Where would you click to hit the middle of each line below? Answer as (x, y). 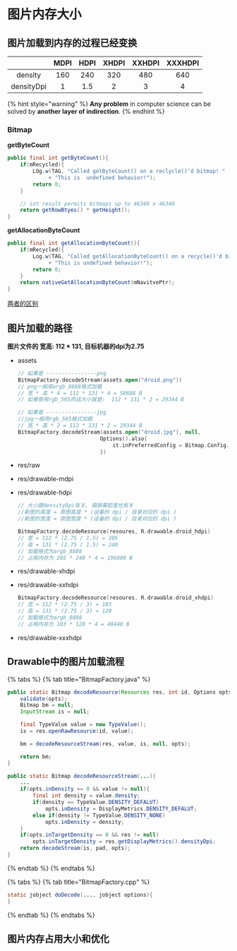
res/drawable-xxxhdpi (50, 637)
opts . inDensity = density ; (85, 822)
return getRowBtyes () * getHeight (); (75, 210)
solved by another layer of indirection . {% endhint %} (86, 111)
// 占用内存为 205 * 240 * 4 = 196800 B (75, 558)
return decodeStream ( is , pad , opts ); (75, 849)
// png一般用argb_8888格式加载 (60, 386)
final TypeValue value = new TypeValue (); (83, 725)
